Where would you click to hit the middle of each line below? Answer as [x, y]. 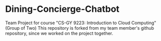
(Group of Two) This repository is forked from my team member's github [79, 28]
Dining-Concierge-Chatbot [62, 9]
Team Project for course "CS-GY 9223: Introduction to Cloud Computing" [81, 23]
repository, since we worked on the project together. [59, 33]
